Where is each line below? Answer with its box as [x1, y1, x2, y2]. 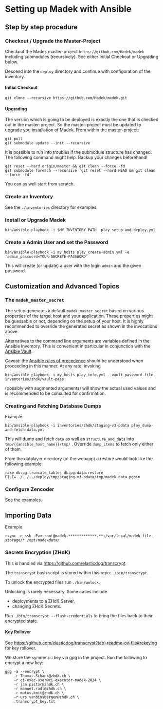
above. [5, 328, 19, 334]
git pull [5, 137, 23, 142]
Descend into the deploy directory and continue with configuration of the [5, 68, 151, 74]
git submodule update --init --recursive [5, 141, 91, 146]
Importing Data [5, 511, 52, 519]
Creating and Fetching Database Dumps [5, 403, 101, 409]
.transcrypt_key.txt [14, 699, 55, 704]
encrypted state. [5, 618, 38, 624]
